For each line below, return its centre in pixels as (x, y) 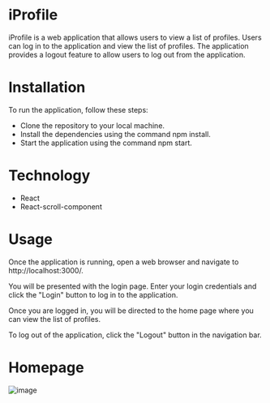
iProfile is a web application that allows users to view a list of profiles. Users (135, 37)
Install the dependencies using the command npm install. (115, 134)
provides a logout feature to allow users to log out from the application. (127, 54)
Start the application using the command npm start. (106, 143)
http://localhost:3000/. (46, 270)
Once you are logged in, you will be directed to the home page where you (131, 311)
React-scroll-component (61, 206)
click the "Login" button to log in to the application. (93, 294)
